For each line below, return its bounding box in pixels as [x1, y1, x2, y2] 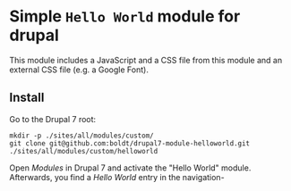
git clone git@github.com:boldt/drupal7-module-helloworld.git [9, 138, 251, 148]
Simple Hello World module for [9, 6, 241, 27]
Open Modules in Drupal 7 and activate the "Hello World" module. [9, 162, 252, 173]
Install [9, 90, 45, 105]
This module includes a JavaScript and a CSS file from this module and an [9, 54, 283, 65]
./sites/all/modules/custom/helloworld [9, 146, 158, 155]
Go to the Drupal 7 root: [9, 113, 97, 124]
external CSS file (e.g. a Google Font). [9, 64, 150, 75]
